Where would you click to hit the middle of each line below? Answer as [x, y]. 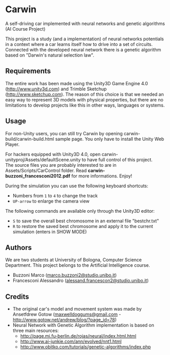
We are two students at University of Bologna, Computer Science [74, 260]
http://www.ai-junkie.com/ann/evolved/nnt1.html [71, 341]
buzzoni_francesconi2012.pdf [38, 176]
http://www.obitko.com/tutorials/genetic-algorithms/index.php [86, 347]
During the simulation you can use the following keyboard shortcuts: [77, 186]
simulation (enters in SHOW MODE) [50, 232]
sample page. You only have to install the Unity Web [110, 139]
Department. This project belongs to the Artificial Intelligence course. [78, 265]
